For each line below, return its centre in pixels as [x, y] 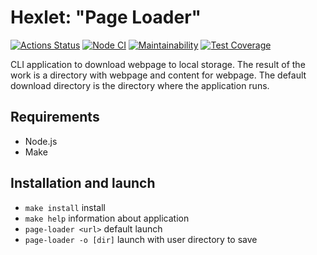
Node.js [41, 141]
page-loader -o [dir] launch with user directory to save [141, 239]
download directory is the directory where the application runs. [140, 85]
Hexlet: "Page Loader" [106, 17]
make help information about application [107, 218]
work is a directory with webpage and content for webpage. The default [158, 75]
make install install [65, 207]
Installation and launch [83, 183]
